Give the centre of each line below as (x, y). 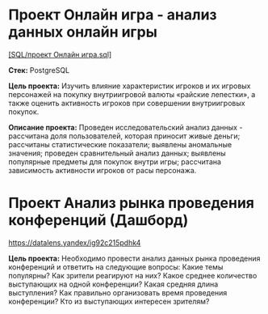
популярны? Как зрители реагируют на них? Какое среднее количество (133, 275)
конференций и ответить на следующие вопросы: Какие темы (116, 267)
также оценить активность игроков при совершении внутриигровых (127, 103)
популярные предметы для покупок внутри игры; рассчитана (115, 161)
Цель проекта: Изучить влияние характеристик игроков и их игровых (130, 86)
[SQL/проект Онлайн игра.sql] (60, 54)
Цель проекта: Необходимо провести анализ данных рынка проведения (134, 258)
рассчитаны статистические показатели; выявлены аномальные (120, 144)
